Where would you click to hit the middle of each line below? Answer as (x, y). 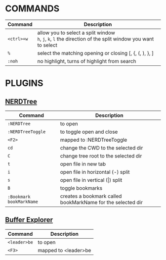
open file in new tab (83, 164)
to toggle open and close (89, 132)
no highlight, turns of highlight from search (87, 61)
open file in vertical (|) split (91, 180)
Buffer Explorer (29, 220)
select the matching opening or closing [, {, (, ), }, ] (96, 53)
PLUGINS (24, 83)
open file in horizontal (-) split (95, 172)
